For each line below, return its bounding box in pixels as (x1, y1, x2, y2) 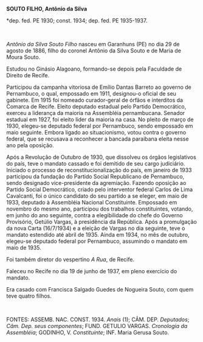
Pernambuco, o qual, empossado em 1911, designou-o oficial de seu (6, 90, 176, 97)
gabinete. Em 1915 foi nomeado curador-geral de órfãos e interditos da (6, 97, 184, 103)
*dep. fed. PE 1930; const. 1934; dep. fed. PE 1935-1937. (6, 17, 148, 24)
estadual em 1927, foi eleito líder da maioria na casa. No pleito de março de (6, 116, 194, 123)
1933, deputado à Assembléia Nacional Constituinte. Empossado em (6, 199, 177, 206)
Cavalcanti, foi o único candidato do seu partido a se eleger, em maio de (6, 192, 188, 200)
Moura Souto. (6, 54, 41, 60)
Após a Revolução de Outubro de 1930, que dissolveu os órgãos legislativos (6, 153, 196, 161)
